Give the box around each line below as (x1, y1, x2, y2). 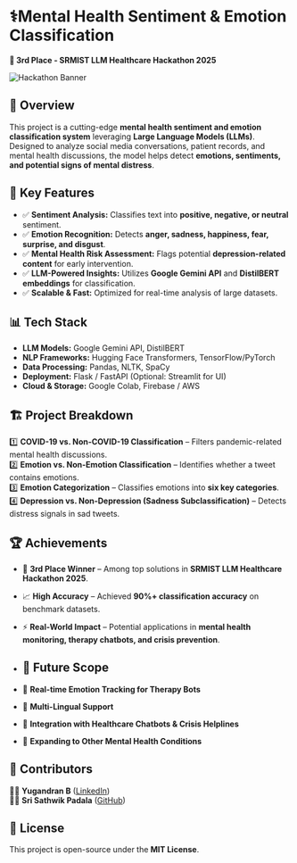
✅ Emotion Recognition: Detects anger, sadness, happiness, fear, (21, 228, 269, 239)
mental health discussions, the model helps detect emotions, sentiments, (9, 150, 281, 161)
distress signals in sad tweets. (9, 509, 120, 519)
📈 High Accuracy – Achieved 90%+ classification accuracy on (21, 591, 260, 602)
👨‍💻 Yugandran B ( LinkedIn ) (9, 785, 111, 796)
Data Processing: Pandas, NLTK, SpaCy (21, 361, 170, 372)
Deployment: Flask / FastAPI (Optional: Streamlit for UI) (21, 371, 227, 382)
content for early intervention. (21, 258, 134, 269)
